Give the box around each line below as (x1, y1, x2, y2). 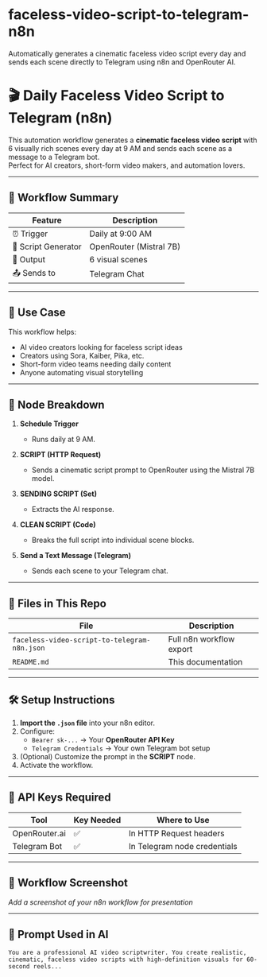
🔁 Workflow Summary (8, 191, 119, 204)
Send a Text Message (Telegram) (19, 551, 131, 560)
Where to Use (156, 814, 210, 825)
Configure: (19, 726, 56, 736)
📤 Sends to (12, 267, 56, 278)
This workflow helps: (8, 327, 77, 336)
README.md (12, 657, 49, 667)
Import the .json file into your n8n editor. (19, 718, 155, 727)
